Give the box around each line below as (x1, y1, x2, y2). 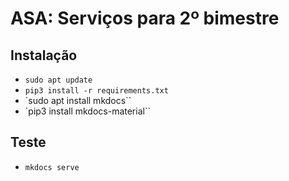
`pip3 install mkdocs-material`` (24, 105, 151, 117)
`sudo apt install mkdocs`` (24, 95, 132, 106)
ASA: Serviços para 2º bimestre (10, 7, 280, 30)
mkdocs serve (24, 162, 80, 172)
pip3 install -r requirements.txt (24, 86, 169, 96)
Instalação (10, 47, 78, 64)
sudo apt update (24, 75, 93, 85)
